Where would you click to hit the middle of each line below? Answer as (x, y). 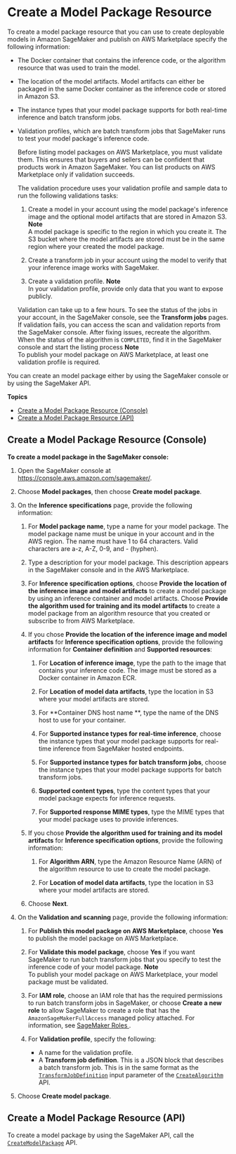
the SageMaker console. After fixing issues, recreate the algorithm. (114, 332)
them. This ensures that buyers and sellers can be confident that (111, 160)
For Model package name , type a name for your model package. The (128, 526)
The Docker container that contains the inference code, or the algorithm (122, 60)
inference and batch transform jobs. (69, 117)
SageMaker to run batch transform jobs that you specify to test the (124, 959)
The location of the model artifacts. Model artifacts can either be (111, 81)
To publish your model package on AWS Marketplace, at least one (113, 354)
